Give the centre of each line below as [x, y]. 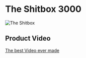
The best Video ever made [32, 50]
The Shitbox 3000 [43, 9]
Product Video [28, 38]
